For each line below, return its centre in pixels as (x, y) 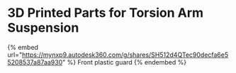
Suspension (43, 28)
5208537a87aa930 (35, 62)
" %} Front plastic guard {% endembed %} (124, 62)
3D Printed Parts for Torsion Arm (106, 13)
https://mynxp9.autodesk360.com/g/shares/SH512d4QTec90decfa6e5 (125, 55)
